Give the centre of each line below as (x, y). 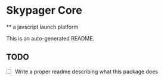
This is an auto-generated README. (50, 38)
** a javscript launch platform (42, 27)
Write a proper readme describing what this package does (86, 71)
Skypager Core (44, 10)
